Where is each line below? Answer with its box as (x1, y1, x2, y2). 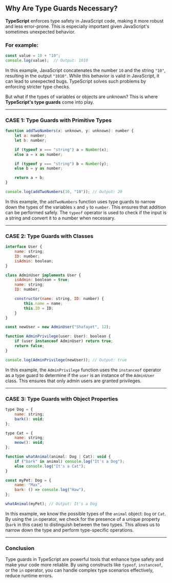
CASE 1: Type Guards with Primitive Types (5, 117, 112, 124)
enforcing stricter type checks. (5, 83, 71, 89)
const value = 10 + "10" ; (5, 53, 60, 59)
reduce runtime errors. (5, 573, 53, 579)
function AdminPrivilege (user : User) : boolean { (5, 334, 111, 339)
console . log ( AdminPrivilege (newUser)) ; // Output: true (5, 357, 127, 363)
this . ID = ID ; (24, 306, 54, 311)
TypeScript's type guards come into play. (5, 99, 94, 105)
